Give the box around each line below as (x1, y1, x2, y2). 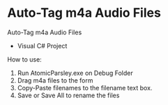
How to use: (7, 55, 42, 64)
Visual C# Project (17, 41, 68, 50)
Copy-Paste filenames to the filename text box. (17, 83, 153, 92)
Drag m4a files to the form (17, 76, 93, 85)
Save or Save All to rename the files (17, 91, 120, 99)
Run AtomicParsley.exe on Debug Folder (17, 69, 134, 77)
